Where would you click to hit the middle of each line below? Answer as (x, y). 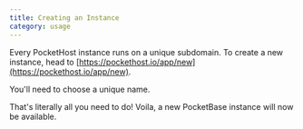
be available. (33, 116)
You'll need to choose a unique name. (80, 89)
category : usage (40, 26)
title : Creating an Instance (64, 18)
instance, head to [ (44, 62)
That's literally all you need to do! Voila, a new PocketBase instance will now (151, 106)
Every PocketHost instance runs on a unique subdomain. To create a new (147, 52)
